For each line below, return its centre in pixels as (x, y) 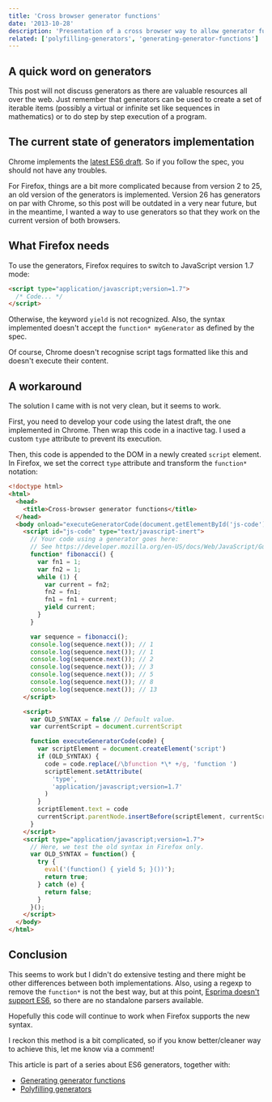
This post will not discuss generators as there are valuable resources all (128, 91)
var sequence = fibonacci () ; (79, 637)
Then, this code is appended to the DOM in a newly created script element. (135, 455)
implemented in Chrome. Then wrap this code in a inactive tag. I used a (127, 430)
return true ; (66, 877)
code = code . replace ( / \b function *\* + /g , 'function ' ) (140, 764)
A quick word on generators (80, 71)
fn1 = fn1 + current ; (81, 600)
